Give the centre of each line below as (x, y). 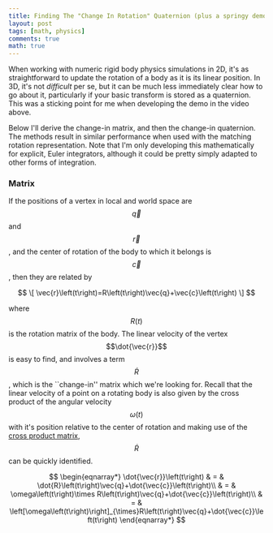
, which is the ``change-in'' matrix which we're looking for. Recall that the (131, 385)
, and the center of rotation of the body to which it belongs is (110, 251)
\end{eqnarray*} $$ (152, 520)
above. (20, 112)
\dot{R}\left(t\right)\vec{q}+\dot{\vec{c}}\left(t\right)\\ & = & (136, 486)
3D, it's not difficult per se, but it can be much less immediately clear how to (136, 87)
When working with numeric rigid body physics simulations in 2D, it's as (129, 69)
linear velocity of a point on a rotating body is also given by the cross (124, 393)
